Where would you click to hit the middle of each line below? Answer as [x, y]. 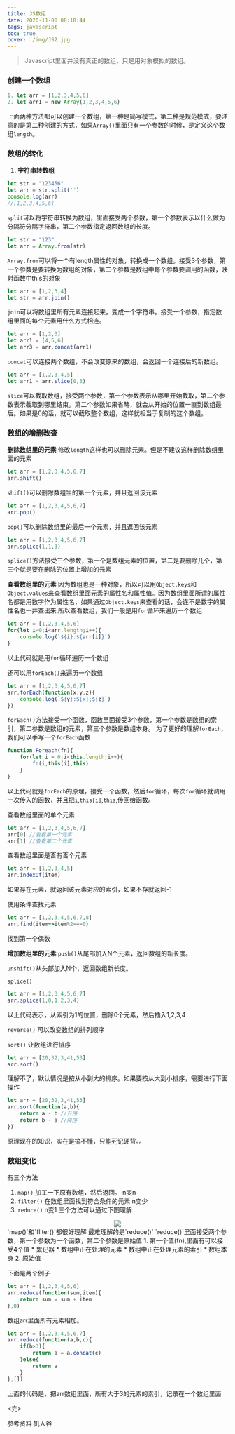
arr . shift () [24, 478]
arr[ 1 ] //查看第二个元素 [40, 841]
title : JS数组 [27, 14]
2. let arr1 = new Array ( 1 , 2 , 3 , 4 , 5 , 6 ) [64, 102]
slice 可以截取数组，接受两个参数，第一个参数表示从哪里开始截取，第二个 [113, 395]
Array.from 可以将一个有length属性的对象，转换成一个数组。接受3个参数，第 [116, 260]
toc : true [22, 33]
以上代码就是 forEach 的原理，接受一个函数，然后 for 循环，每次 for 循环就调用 [116, 791]
